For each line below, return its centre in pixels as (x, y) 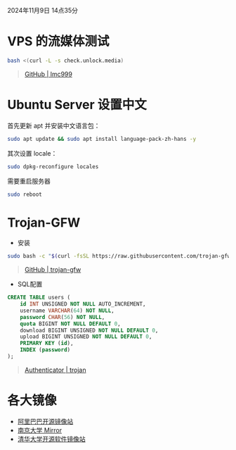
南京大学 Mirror (39, 430)
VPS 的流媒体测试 (59, 42)
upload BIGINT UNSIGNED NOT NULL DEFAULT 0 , (86, 337)
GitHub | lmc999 (48, 74)
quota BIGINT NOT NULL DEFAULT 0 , (70, 324)
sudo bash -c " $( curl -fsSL (48, 256)
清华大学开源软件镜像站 (51, 439)
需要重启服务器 (29, 181)
